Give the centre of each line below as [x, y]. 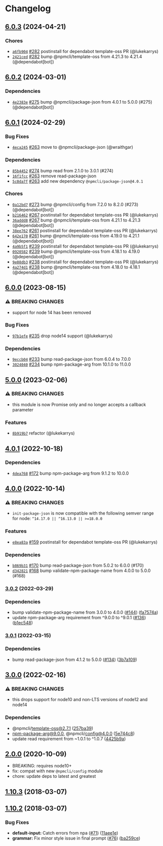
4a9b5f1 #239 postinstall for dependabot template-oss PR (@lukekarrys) [85, 246]
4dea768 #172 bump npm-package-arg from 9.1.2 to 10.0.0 [70, 473]
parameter [23, 409]
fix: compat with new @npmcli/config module [57, 771]
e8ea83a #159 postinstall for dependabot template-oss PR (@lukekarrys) [85, 542]
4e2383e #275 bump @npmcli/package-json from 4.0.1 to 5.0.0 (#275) [82, 102]
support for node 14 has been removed [52, 312]
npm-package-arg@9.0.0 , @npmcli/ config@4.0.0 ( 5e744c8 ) [73, 733]
